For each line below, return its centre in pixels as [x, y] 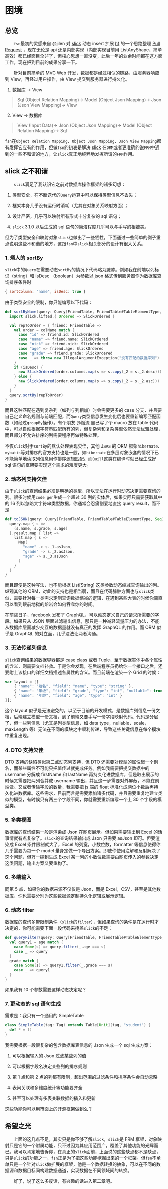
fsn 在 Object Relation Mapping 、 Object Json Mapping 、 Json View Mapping [81, 141]
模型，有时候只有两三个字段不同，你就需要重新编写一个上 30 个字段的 [86, 799]
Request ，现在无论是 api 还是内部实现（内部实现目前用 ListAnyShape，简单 [84, 50]
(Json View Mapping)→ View [47, 105]
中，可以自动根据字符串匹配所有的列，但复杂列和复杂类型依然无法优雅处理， [84, 429]
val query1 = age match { [37, 942]
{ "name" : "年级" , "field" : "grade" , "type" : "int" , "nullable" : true [88, 691]
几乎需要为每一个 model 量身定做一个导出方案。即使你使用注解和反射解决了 [83, 850]
